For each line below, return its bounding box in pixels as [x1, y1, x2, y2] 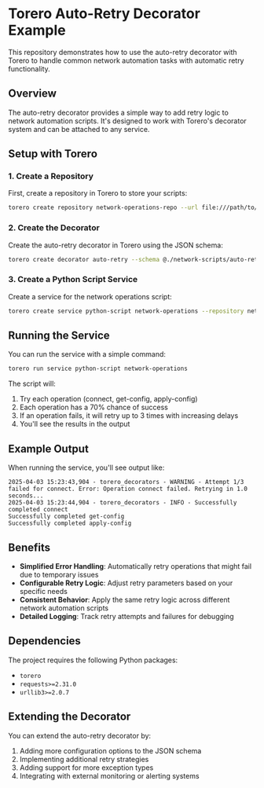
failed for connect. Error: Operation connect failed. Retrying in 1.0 [8, 485, 247, 493]
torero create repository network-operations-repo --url [8, 203, 199, 212]
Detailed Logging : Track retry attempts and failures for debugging [19, 611, 234, 621]
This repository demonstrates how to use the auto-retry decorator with [8, 47, 237, 57]
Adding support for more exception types [19, 763, 154, 772]
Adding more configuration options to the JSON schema [19, 746, 202, 755]
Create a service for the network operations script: [8, 291, 173, 301]
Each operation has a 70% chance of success [19, 402, 169, 412]
